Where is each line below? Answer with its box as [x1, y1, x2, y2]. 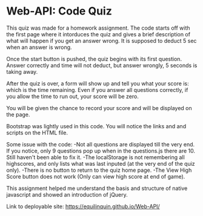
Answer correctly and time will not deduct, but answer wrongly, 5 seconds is [6, 62, 198, 69]
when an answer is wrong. [6, 44, 72, 51]
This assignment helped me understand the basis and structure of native [6, 185, 188, 192]
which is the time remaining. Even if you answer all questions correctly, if [6, 86, 188, 93]
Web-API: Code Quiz [6, 4, 112, 18]
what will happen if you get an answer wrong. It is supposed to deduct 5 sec [6, 37, 197, 44]
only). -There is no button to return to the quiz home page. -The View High [6, 166, 192, 174]
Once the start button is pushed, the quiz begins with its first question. [6, 55, 182, 62]
